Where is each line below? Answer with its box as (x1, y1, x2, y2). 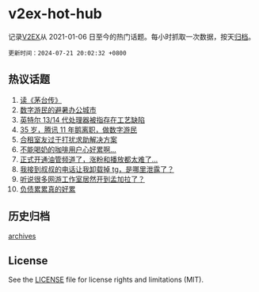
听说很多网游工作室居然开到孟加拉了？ (19, 174, 145, 184)
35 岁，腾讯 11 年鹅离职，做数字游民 (19, 124, 137, 135)
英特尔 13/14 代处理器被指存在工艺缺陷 (19, 115, 145, 124)
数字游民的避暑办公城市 (19, 104, 97, 115)
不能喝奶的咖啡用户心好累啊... (19, 144, 116, 154)
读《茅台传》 (19, 95, 62, 104)
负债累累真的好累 (19, 184, 76, 194)
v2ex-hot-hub (8, 5, 103, 23)
